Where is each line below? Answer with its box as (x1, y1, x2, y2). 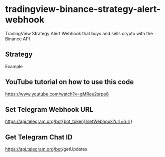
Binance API (5, 36, 30, 42)
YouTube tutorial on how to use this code (5, 78, 134, 86)
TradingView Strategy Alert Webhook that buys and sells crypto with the (5, 30, 153, 36)
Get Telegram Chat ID (5, 133, 73, 141)
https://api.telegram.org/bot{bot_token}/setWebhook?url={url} (5, 118, 133, 125)
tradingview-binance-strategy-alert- (5, 3, 161, 15)
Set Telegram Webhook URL (5, 105, 93, 114)
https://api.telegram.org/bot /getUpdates (5, 146, 87, 152)
